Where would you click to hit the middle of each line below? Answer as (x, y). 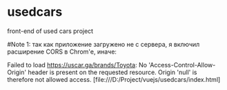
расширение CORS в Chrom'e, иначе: (62, 52)
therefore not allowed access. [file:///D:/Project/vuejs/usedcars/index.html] (114, 79)
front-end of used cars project (50, 31)
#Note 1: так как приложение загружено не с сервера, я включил (103, 44)
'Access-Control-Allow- (182, 65)
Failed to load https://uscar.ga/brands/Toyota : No (77, 65)
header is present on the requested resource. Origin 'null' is (112, 72)
